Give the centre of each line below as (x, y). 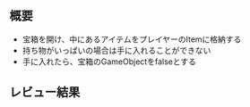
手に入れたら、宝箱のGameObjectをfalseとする (109, 62)
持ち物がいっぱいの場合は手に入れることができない (116, 50)
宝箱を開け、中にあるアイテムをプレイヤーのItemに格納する (132, 39)
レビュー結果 (45, 92)
